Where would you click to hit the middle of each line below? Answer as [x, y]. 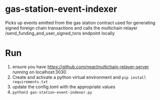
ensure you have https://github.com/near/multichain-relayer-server [80, 67]
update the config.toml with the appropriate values [64, 87]
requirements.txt [30, 82]
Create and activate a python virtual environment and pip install [79, 77]
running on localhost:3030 [39, 72]
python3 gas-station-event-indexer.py [52, 92]
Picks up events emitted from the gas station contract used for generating [80, 23]
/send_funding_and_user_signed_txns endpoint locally [60, 33]
